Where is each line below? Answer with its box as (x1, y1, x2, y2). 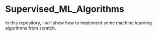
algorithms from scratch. (5, 25, 56, 31)
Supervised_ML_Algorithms (5, 3, 124, 15)
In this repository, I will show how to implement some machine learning (5, 20, 152, 26)
